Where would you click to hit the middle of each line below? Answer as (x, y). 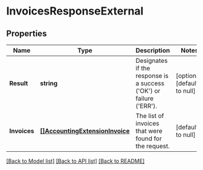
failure (145, 98)
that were (149, 131)
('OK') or (148, 91)
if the (143, 68)
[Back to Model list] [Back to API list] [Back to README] (76, 161)
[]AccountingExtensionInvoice (85, 131)
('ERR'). (147, 106)
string (49, 83)
